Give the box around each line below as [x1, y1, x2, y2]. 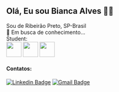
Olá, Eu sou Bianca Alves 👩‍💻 [6, 6, 114, 16]
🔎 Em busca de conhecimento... [6, 28, 86, 36]
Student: [6, 34, 28, 42]
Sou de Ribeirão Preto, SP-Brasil [6, 22, 86, 29]
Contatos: [6, 65, 32, 73]
